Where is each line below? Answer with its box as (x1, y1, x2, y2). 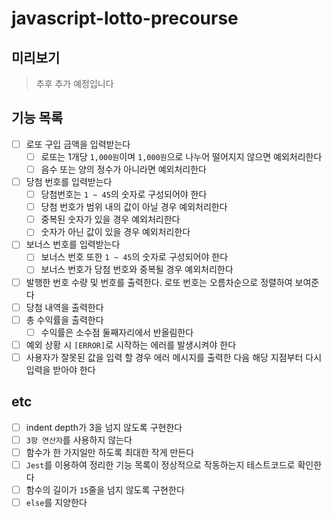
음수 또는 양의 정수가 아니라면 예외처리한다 (40, 163, 207, 175)
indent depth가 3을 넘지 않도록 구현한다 (25, 421, 183, 433)
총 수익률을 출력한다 (25, 313, 104, 326)
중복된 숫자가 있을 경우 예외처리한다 (40, 213, 181, 226)
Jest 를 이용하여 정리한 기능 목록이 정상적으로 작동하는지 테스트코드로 (25, 458, 296, 471)
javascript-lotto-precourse (11, 7, 239, 30)
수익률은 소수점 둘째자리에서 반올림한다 (40, 326, 194, 338)
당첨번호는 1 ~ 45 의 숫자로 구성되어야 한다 (40, 188, 208, 201)
